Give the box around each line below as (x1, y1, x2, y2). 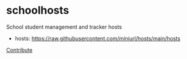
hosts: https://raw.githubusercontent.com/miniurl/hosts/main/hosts (14, 35, 181, 42)
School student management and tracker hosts (6, 23, 122, 30)
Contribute (6, 46, 33, 54)
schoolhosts (6, 4, 70, 17)
